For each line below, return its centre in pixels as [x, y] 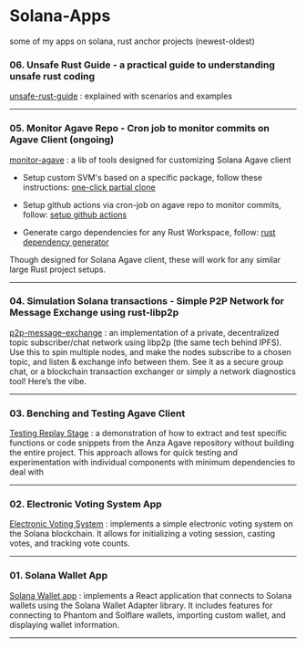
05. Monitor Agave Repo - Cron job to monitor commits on [140, 129]
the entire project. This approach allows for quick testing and [124, 453]
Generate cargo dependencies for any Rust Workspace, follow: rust [149, 232]
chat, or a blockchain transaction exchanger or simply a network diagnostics [153, 371]
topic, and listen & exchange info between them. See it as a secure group [147, 361]
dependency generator [66, 242]
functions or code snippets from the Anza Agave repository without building [152, 443]
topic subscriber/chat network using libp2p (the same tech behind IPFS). [146, 342]
